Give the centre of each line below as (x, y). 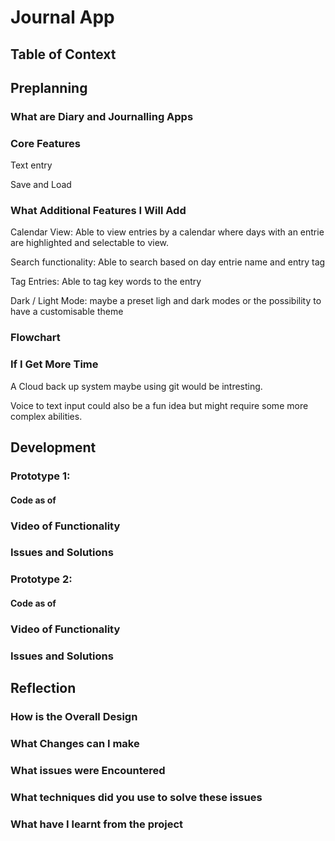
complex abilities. (46, 416)
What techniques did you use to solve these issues (136, 797)
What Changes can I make (75, 744)
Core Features (45, 143)
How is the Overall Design (74, 717)
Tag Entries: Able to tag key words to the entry (106, 282)
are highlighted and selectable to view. (90, 243)
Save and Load (41, 185)
